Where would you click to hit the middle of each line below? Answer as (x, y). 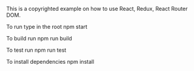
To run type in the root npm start (47, 27)
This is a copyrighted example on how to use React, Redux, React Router (97, 9)
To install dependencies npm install (50, 62)
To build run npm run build (39, 38)
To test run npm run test (36, 50)
